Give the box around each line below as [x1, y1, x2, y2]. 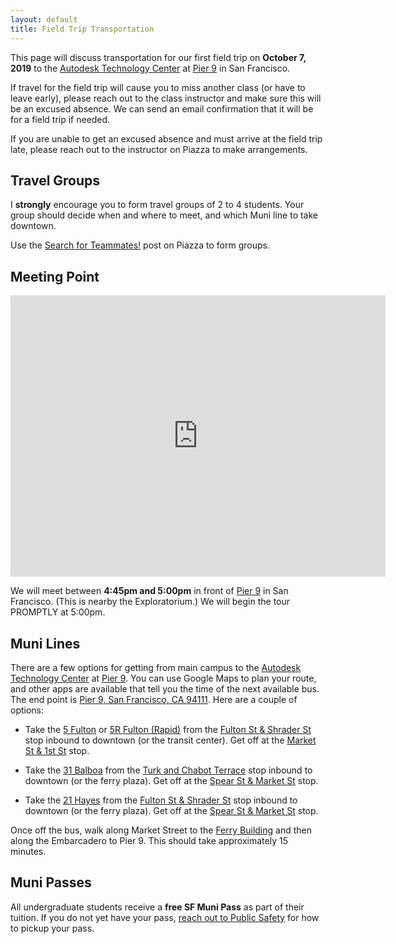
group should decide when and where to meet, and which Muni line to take [10, 209, 319, 221]
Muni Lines [10, 635, 81, 652]
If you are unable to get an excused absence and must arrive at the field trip [10, 132, 323, 145]
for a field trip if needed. [10, 113, 111, 125]
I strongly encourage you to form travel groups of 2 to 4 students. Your [10, 199, 305, 211]
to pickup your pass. [10, 922, 95, 934]
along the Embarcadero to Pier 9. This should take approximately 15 [10, 834, 288, 846]
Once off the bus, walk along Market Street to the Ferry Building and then [10, 824, 312, 836]
